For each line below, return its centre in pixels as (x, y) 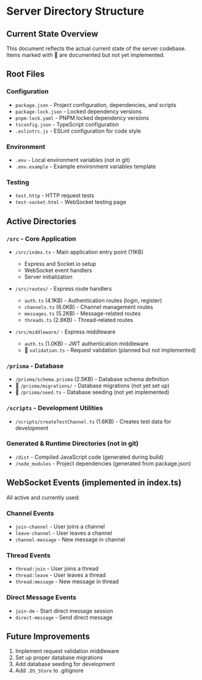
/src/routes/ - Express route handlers (63, 288)
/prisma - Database (35, 366)
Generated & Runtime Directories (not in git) (73, 444)
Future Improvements (48, 636)
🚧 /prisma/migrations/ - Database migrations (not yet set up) (92, 386)
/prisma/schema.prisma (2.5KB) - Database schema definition (92, 379)
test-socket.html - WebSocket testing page (70, 202)
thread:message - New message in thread (67, 582)
